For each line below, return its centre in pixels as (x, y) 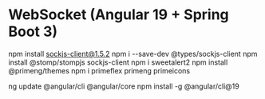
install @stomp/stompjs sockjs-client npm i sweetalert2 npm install (118, 62)
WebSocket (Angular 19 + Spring (119, 15)
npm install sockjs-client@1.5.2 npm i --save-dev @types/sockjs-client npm (133, 53)
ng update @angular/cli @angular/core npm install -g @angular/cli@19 (124, 86)
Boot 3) (33, 32)
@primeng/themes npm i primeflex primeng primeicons (99, 70)
